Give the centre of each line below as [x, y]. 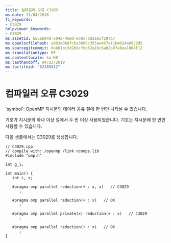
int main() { [19, 174]
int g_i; [15, 165]
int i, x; [22, 178]
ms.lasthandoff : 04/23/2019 [35, 62]
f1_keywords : [19, 19]
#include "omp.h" [24, 156]
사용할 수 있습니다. [24, 126]
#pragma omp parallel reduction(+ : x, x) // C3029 [70, 187]
